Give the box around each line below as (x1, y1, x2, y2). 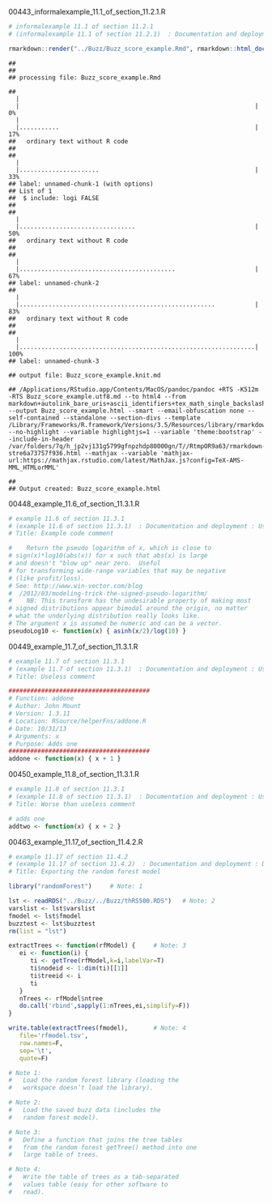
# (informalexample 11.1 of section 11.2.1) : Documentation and (8, 30, 237, 38)
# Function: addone (8, 694, 74, 703)
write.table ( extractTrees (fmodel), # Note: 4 (8, 1024, 186, 1032)
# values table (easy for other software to (8, 1180, 168, 1188)
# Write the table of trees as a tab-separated (8, 1173, 180, 1181)
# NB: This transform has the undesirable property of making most (8, 597, 252, 605)
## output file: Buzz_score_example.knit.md (8, 371, 161, 379)
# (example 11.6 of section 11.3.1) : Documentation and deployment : (8, 522, 255, 530)
